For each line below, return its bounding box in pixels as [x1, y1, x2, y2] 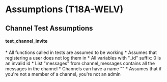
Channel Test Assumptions [5, 24, 93, 33]
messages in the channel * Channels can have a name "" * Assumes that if [5, 65, 162, 72]
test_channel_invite [5, 38, 48, 44]
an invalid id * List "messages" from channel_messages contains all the [5, 60, 155, 66]
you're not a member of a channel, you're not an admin [5, 71, 121, 77]
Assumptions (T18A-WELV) [5, 4, 124, 15]
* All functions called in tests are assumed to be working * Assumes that [5, 49, 157, 56]
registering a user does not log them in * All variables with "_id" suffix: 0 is [5, 54, 161, 61]
